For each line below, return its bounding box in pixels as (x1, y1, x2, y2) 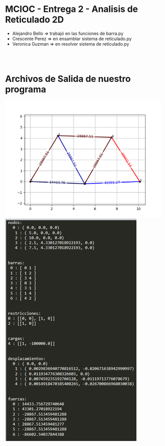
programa (5, 84, 46, 95)
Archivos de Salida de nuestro (5, 73, 131, 85)
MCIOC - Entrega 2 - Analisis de (5, 3, 138, 15)
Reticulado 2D (5, 14, 64, 25)
